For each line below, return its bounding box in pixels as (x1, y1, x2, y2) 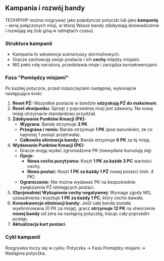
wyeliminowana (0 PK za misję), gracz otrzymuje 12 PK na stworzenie (12, 206, 156, 211)
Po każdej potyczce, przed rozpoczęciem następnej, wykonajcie (5, 85, 137, 91)
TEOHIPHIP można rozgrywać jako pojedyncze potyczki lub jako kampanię (5, 17, 159, 23)
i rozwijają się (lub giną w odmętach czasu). (5, 27, 95, 34)
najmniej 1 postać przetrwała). (19, 132, 81, 138)
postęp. (12, 216, 28, 222)
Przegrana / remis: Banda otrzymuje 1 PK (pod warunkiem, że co (19, 126, 153, 133)
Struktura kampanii (5, 40, 53, 47)
